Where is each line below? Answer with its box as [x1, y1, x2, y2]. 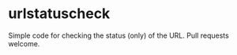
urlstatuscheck [8, 5, 111, 23]
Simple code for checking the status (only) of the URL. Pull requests [8, 31, 229, 40]
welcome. [8, 38, 40, 48]
